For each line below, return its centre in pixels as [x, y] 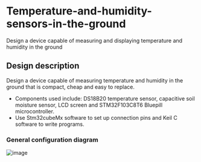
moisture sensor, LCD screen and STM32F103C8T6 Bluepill [89, 105]
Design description [43, 66]
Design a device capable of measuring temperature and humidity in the [95, 80]
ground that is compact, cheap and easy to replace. [70, 87]
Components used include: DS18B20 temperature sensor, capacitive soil [105, 98]
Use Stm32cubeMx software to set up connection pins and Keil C [96, 117]
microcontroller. [34, 111]
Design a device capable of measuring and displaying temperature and [94, 40]
